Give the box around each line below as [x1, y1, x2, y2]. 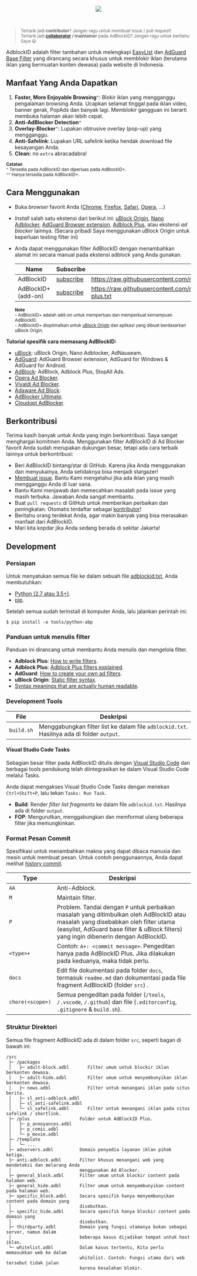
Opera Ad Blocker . [14, 374, 59, 381]
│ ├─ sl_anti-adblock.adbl [8, 1095, 80, 1101]
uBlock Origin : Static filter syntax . [14, 677, 97, 684]
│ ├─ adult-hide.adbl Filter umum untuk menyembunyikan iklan [8, 1074, 188, 1081]
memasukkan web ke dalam [6, 1250, 67, 1255]
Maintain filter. [56, 894, 97, 902]
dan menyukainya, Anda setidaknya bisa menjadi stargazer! [14, 468, 158, 475]
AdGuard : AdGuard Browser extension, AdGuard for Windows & [14, 355, 168, 362]
